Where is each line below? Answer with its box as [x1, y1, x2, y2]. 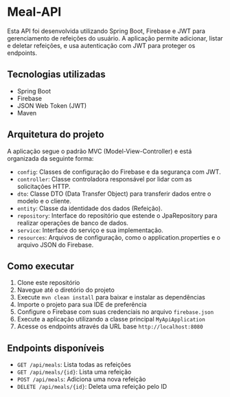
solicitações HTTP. [16, 182, 71, 190]
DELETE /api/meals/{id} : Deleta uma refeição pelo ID [16, 383, 168, 391]
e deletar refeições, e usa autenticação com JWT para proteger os [7, 41, 196, 49]
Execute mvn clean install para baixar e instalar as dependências [16, 293, 206, 302]
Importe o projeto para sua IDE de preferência [16, 300, 147, 309]
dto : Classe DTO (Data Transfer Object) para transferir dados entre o [16, 190, 211, 198]
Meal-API [7, 4, 62, 20]
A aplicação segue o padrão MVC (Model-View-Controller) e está [7, 147, 192, 155]
